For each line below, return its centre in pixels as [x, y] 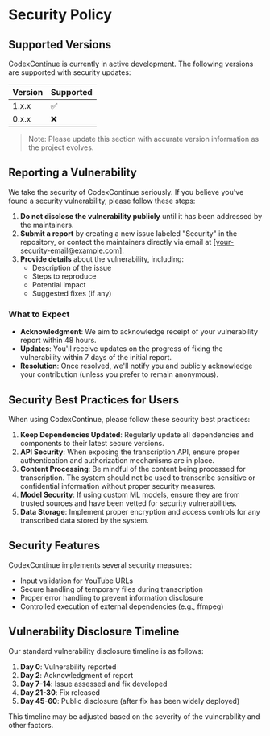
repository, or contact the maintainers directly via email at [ [118, 242]
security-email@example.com [70, 250]
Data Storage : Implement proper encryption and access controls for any [140, 511]
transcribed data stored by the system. [84, 520]
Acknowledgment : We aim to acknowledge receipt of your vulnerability [139, 332]
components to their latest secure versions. [92, 443]
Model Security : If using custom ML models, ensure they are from [130, 494]
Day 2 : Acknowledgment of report [77, 675]
